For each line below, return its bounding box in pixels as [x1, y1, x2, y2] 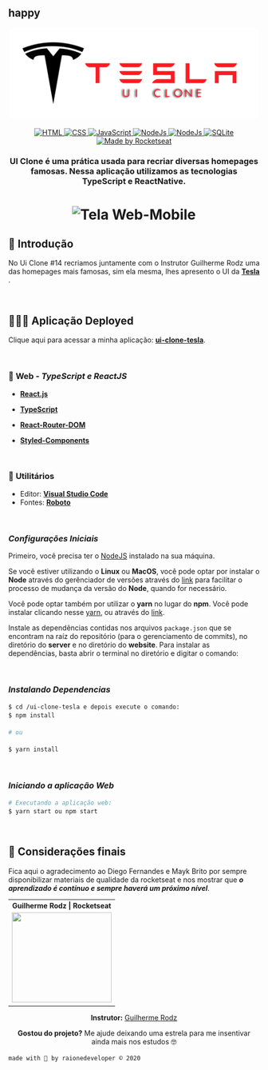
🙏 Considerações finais [8, 845, 126, 859]
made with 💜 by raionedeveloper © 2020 [8, 1054, 141, 1062]
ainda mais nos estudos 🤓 [91, 1036, 177, 1046]
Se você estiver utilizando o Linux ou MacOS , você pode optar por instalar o [8, 567, 260, 577]
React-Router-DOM [19, 420, 86, 429]
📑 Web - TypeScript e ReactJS [8, 371, 128, 382]
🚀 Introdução [8, 238, 74, 250]
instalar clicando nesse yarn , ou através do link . [8, 608, 165, 617]
